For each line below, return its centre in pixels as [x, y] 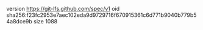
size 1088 [45, 21]
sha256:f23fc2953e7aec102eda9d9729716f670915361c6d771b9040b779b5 [101, 15]
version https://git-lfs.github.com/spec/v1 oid [63, 9]
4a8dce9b [19, 21]
